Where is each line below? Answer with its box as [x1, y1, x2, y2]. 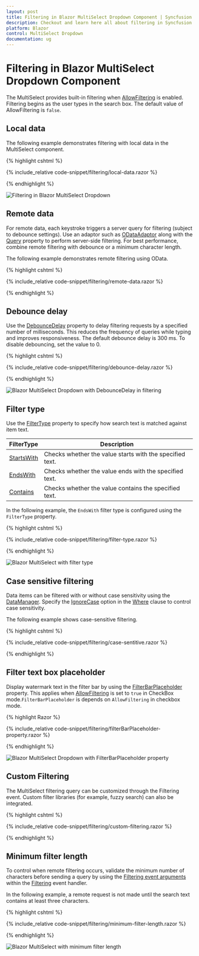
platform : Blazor [6, 25, 49, 31]
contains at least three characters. [6, 897, 90, 904]
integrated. [6, 800, 33, 807]
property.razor [6, 731, 41, 738]
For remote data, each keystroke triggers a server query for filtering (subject [6, 224, 192, 232]
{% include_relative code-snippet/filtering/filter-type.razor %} [6, 536, 158, 543]
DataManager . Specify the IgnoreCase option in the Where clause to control [6, 598, 191, 605]
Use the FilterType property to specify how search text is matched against [6, 420, 187, 427]
